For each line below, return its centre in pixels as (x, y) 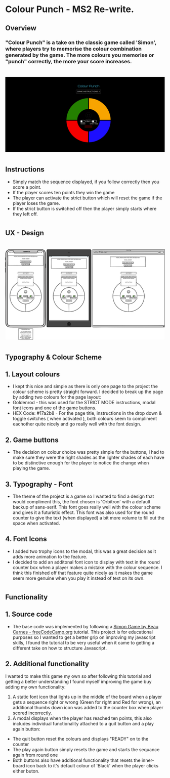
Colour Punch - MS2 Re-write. (70, 9)
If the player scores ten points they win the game (63, 192)
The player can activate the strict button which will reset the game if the (88, 198)
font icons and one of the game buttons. (54, 408)
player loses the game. (36, 203)
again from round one (35, 755)
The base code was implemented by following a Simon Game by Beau (85, 626)
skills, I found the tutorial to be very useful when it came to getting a (83, 642)
